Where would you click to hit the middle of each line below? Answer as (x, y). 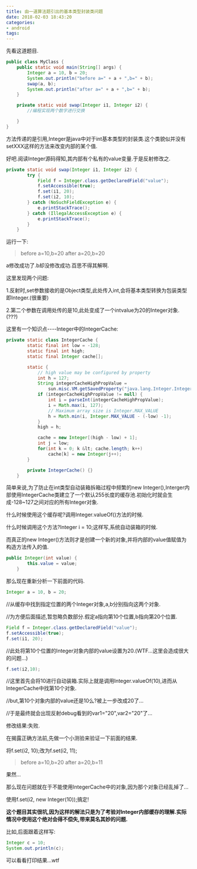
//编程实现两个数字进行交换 (56, 111)
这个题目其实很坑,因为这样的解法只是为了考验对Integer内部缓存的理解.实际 (96, 812)
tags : (13, 33)
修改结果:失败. (23, 726)
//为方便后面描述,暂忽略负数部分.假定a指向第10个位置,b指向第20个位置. (92, 617)
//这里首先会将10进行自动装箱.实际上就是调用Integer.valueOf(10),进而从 (92, 681)
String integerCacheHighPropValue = (82, 383)
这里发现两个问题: (28, 278)
